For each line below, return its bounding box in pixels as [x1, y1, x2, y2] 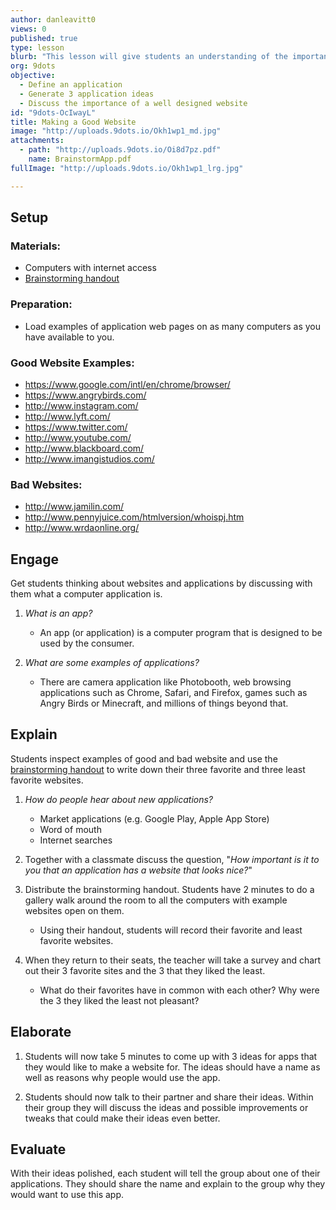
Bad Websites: [10, 477, 83, 491]
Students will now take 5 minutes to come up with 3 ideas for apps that [24, 1050, 318, 1062]
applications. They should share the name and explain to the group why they [10, 1178, 326, 1190]
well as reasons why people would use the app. [24, 1071, 221, 1083]
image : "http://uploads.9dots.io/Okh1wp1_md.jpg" [10, 126, 222, 136]
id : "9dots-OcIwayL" [10, 107, 97, 118]
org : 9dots [10, 61, 56, 71]
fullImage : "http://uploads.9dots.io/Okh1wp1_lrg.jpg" [10, 163, 244, 173]
